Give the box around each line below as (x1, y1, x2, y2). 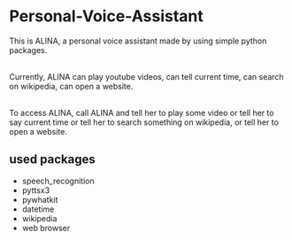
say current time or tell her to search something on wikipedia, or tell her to (9, 117, 279, 128)
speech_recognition (21, 175, 95, 186)
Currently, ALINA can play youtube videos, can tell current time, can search (9, 71, 285, 81)
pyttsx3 (21, 184, 50, 196)
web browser (21, 222, 71, 233)
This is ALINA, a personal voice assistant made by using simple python (9, 35, 267, 46)
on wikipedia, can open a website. (9, 81, 134, 91)
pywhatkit (21, 194, 58, 205)
